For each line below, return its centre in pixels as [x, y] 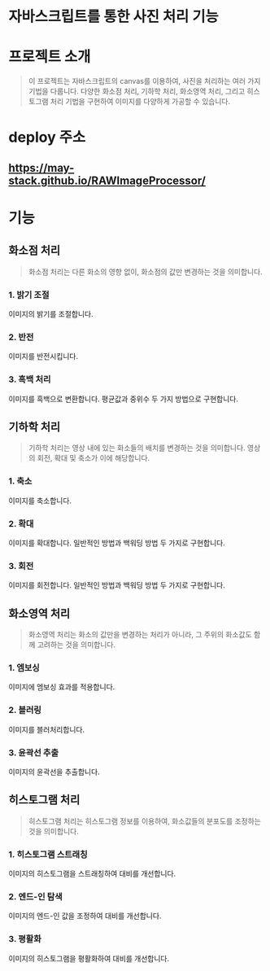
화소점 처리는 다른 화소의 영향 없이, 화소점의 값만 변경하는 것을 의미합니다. [145, 271]
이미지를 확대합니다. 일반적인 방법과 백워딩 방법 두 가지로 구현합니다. [117, 543]
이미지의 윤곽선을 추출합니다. [54, 772]
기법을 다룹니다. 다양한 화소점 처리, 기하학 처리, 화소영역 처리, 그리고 [137, 91]
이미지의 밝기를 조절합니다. [51, 314]
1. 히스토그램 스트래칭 [48, 854]
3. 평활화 [25, 939]
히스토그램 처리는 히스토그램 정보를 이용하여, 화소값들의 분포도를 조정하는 [145, 821]
